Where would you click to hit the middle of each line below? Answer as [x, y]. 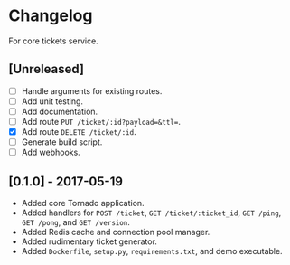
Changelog [51, 16]
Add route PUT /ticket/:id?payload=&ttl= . [101, 121]
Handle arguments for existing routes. [92, 90]
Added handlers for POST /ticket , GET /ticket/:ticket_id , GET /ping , [151, 213]
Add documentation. [60, 111]
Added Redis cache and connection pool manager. [116, 232]
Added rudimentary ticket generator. [89, 241]
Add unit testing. [52, 101]
